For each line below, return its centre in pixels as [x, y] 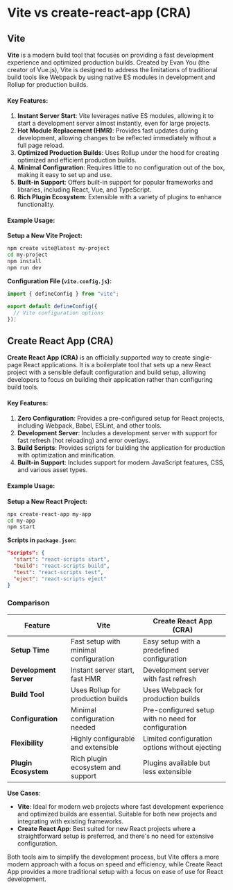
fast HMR [86, 678]
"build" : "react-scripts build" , [62, 566]
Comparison [28, 603]
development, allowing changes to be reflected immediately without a [116, 138]
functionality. [36, 204]
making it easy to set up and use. [64, 175]
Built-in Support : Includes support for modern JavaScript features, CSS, [121, 462]
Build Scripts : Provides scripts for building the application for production [121, 448]
